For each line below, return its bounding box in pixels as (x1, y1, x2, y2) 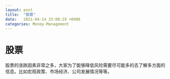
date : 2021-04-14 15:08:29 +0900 (5, 17, 81, 22)
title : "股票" (5, 12, 36, 17)
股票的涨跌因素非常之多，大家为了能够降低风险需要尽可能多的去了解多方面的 (5, 62, 165, 68)
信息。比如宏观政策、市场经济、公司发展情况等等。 (5, 68, 112, 74)
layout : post (5, 7, 33, 13)
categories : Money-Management (5, 21, 70, 27)
